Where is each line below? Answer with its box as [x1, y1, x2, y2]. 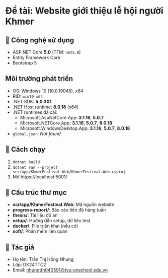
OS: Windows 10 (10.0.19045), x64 [12, 88, 84, 94]
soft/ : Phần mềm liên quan [12, 228, 68, 234]
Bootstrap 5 [12, 60, 37, 65]
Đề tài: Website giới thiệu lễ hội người [5, 5, 163, 17]
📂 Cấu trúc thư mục [5, 188, 67, 197]
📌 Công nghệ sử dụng [5, 36, 74, 44]
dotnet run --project [12, 165, 58, 170]
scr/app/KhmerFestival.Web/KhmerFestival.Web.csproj [12, 169, 126, 174]
